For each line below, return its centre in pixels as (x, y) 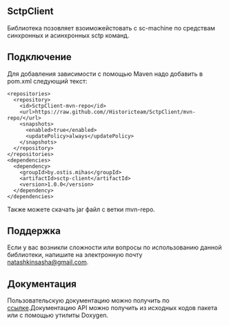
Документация (42, 284)
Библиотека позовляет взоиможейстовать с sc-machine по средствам (111, 28)
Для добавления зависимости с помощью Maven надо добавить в (105, 74)
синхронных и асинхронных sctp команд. (68, 35)
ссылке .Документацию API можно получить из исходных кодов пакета (112, 308)
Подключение (40, 57)
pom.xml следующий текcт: (47, 81)
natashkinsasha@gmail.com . (48, 262)
